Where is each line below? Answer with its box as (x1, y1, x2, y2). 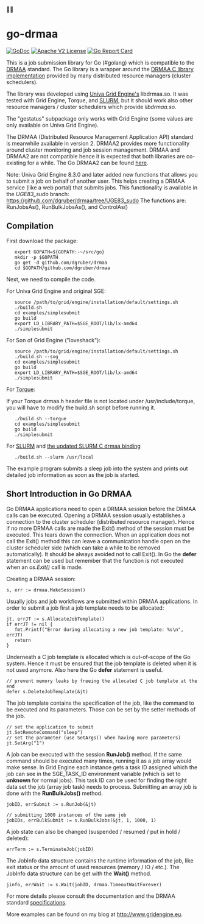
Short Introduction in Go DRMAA (6, 489, 132, 499)
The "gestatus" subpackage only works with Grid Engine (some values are (6, 115, 193, 122)
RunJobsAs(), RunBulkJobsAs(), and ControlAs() (6, 203, 128, 210)
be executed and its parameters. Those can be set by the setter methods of (6, 705, 196, 713)
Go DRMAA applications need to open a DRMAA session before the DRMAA (6, 505, 196, 512)
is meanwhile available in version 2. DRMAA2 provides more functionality (6, 139, 190, 147)
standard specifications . (6, 898, 67, 906)
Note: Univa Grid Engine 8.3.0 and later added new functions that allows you (6, 171, 198, 178)
